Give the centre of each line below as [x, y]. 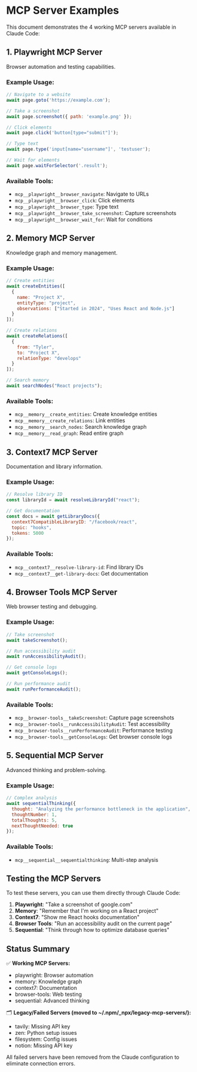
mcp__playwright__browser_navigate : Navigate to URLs [82, 194]
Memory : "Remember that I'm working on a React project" [87, 911]
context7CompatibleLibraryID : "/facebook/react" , [74, 522]
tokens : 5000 [28, 533]
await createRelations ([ [37, 336]
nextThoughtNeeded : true [42, 826]
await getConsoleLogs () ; [37, 673]
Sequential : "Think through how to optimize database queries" [92, 930]
